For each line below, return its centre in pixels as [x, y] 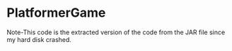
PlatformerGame [56, 13]
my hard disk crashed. [39, 39]
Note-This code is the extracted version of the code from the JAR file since [116, 32]
